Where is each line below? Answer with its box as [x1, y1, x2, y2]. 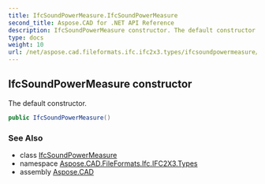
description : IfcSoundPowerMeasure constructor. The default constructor [8, 26, 256, 34]
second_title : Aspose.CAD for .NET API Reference [8, 19, 175, 27]
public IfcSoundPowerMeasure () [8, 114, 111, 122]
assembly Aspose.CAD [19, 167, 95, 176]
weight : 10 [8, 41, 44, 49]
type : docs [8, 33, 44, 42]
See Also [8, 132, 43, 143]
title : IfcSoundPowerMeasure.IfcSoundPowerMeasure [8, 11, 178, 20]
